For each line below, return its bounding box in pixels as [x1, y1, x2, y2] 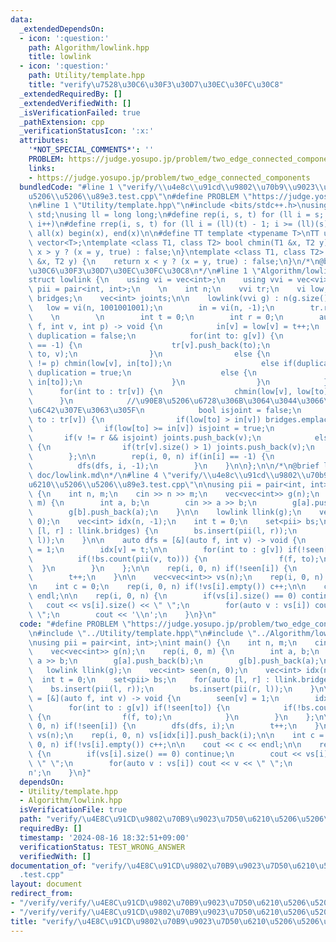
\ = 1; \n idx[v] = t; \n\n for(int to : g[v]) [28, 544, 284, 555]
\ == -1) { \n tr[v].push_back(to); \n [28, 340, 271, 350]
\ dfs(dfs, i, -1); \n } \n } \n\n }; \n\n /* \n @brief [28, 461, 320, 471]
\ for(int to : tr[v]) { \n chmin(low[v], [28, 386, 293, 396]
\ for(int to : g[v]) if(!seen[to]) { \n [28, 702, 230, 713]
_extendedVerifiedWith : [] [19, 98, 132, 108]
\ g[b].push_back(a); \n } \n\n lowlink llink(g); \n [28, 507, 302, 518]
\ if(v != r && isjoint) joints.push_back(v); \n [28, 433, 262, 443]
